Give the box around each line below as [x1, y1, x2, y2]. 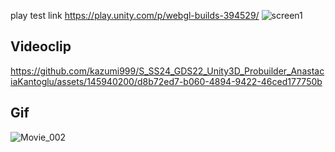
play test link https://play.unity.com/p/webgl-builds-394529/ [10, 10, 260, 21]
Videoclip [10, 38, 72, 55]
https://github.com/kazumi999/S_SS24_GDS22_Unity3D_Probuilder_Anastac [10, 65, 325, 77]
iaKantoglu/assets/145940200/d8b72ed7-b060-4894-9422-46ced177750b [10, 75, 323, 87]
